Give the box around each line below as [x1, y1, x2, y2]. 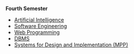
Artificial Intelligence [14, 16, 64, 23]
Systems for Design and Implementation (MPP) [14, 41, 128, 48]
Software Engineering [14, 23, 67, 29]
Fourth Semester [5, 5, 48, 12]
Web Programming [14, 29, 60, 36]
